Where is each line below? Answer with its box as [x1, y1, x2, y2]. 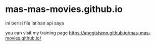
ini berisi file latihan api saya [5, 20, 64, 26]
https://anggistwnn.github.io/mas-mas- [69, 29, 151, 35]
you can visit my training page [5, 29, 68, 35]
